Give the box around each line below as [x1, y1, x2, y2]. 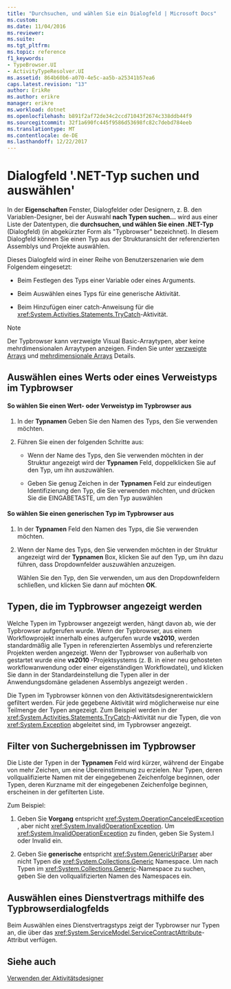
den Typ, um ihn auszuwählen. [27, 466, 115, 474]
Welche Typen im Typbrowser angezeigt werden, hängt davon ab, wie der [7, 619, 217, 628]
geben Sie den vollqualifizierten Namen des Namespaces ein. [16, 872, 192, 880]
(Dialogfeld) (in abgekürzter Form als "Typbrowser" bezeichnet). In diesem [7, 228, 219, 236]
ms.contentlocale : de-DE [7, 132, 78, 139]
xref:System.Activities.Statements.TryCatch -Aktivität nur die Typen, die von [7, 713, 221, 721]
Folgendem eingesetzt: [7, 263, 72, 271]
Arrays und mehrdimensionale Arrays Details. [7, 352, 135, 360]
